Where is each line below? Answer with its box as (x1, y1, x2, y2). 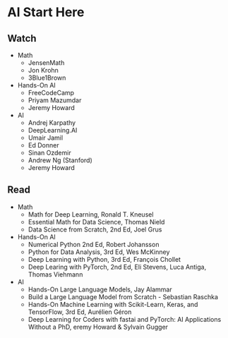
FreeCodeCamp (28, 89, 75, 97)
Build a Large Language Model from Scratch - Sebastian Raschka (28, 292, 219, 301)
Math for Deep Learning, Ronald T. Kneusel (28, 210, 154, 219)
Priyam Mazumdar (28, 96, 82, 104)
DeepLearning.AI (28, 126, 78, 134)
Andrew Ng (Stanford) (28, 156, 93, 164)
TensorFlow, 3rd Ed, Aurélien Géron (28, 308, 132, 316)
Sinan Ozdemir (28, 149, 72, 157)
